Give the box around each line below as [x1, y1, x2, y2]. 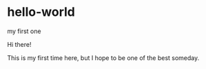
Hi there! [7, 40, 32, 48]
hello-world [7, 4, 76, 20]
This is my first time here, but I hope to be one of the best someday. [7, 53, 200, 62]
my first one [7, 27, 41, 35]
